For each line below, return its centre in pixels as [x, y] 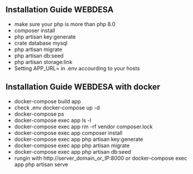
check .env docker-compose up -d [57, 107]
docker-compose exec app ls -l [53, 120]
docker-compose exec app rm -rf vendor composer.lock [83, 126]
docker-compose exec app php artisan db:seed [73, 151]
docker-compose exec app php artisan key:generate [79, 139]
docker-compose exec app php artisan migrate [72, 145]
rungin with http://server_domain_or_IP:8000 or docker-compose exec [101, 158]
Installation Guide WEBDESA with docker [83, 87]
